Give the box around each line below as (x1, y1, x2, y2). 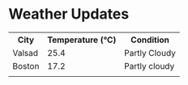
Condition (130, 34, 170, 45)
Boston (12, 60, 40, 71)
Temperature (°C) (47, 34, 117, 45)
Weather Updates (8, 5, 130, 23)
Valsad (12, 47, 39, 58)
